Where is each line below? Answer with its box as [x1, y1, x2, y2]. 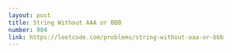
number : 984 [8, 26, 47, 34]
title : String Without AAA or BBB [8, 19, 122, 26]
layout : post [8, 11, 51, 19]
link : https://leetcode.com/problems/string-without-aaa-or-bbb [8, 33, 224, 41]
